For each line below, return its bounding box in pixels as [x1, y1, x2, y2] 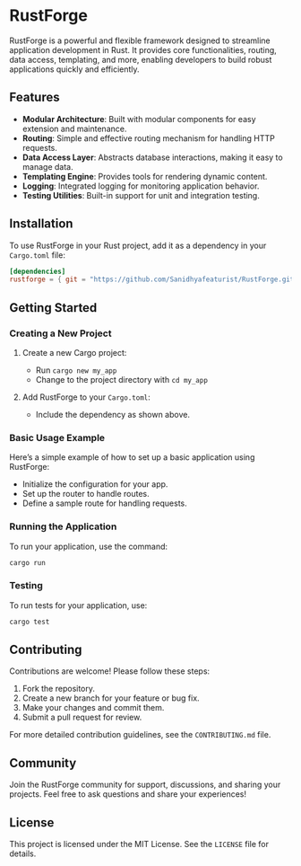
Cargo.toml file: [9, 249, 65, 261]
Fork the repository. [21, 684, 96, 694]
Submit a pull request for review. [21, 711, 142, 723]
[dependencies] [9, 267, 66, 276]
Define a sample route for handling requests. [21, 498, 188, 508]
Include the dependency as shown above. [35, 410, 191, 420]
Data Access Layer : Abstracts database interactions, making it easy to [21, 152, 284, 163]
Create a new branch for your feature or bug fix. [21, 693, 200, 703]
